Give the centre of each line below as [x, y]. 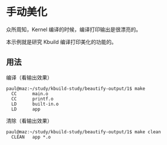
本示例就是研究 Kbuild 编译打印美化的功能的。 [62, 42]
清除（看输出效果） [29, 120]
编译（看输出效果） [29, 77]
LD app [26, 109]
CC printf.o [33, 99]
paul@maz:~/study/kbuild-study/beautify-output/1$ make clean [83, 132]
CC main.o [30, 94]
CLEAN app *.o [31, 137]
